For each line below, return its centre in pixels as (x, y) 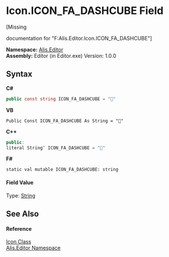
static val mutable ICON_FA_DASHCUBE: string (62, 170)
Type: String (21, 195)
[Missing (17, 27)
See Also (22, 213)
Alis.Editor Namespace (34, 248)
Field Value (20, 182)
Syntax (19, 74)
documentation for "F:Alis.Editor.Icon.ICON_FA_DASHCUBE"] (79, 38)
